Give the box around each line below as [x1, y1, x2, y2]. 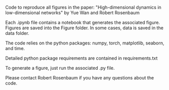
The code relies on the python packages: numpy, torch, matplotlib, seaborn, [5, 40, 164, 46]
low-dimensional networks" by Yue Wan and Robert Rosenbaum [5, 10, 140, 16]
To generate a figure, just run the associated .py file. [5, 65, 115, 71]
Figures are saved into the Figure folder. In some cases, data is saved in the [5, 25, 164, 31]
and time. [5, 46, 25, 51]
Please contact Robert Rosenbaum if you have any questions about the [5, 75, 154, 80]
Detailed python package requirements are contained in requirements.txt [5, 55, 158, 61]
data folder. [5, 30, 30, 36]
